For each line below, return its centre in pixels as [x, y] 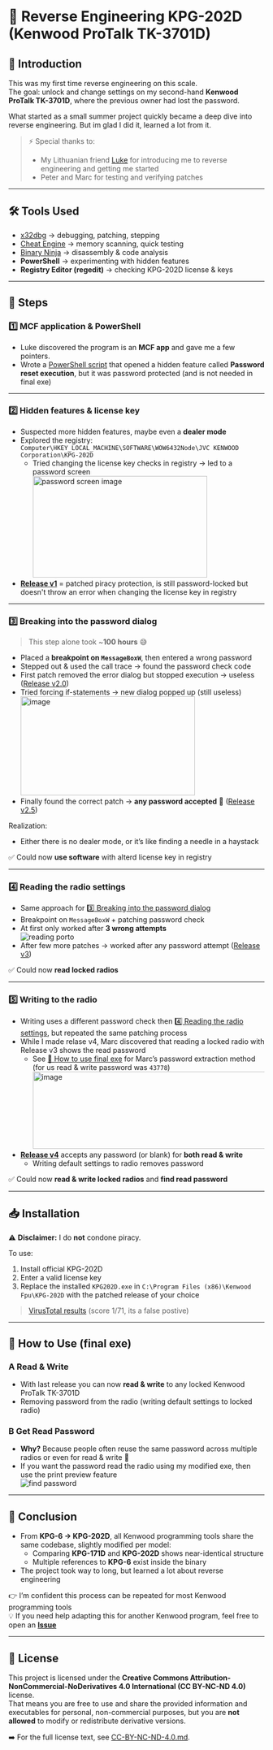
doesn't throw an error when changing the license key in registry [128, 591]
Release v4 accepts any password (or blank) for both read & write [132, 1154]
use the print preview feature [69, 1475]
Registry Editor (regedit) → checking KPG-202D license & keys [127, 269]
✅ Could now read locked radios [64, 970]
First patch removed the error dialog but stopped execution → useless [137, 675]
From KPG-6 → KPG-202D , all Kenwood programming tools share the [137, 1536]
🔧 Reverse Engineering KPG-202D [126, 17]
